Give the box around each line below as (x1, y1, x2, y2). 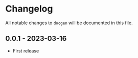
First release (12, 47, 39, 53)
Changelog (5, 3, 53, 15)
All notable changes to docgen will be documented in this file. (5, 20, 133, 26)
